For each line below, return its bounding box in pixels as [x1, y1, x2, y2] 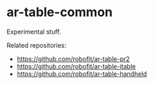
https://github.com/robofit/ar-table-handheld [16, 70, 147, 78]
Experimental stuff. [6, 27, 61, 36]
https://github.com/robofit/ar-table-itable [16, 62, 136, 70]
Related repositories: [6, 41, 67, 49]
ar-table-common [6, 4, 113, 20]
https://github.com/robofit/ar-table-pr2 [16, 54, 130, 63]
